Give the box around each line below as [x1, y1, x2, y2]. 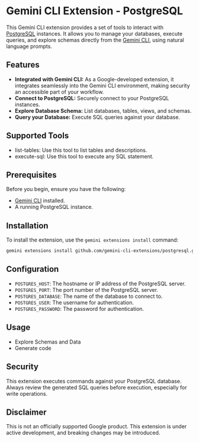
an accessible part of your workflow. [14, 88, 104, 96]
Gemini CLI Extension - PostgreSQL [6, 4, 184, 18]
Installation [6, 221, 49, 231]
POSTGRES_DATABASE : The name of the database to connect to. [14, 292, 163, 300]
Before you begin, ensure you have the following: [6, 186, 126, 193]
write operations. [6, 390, 48, 397]
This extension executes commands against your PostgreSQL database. [6, 377, 182, 384]
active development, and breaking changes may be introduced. [6, 429, 161, 437]
